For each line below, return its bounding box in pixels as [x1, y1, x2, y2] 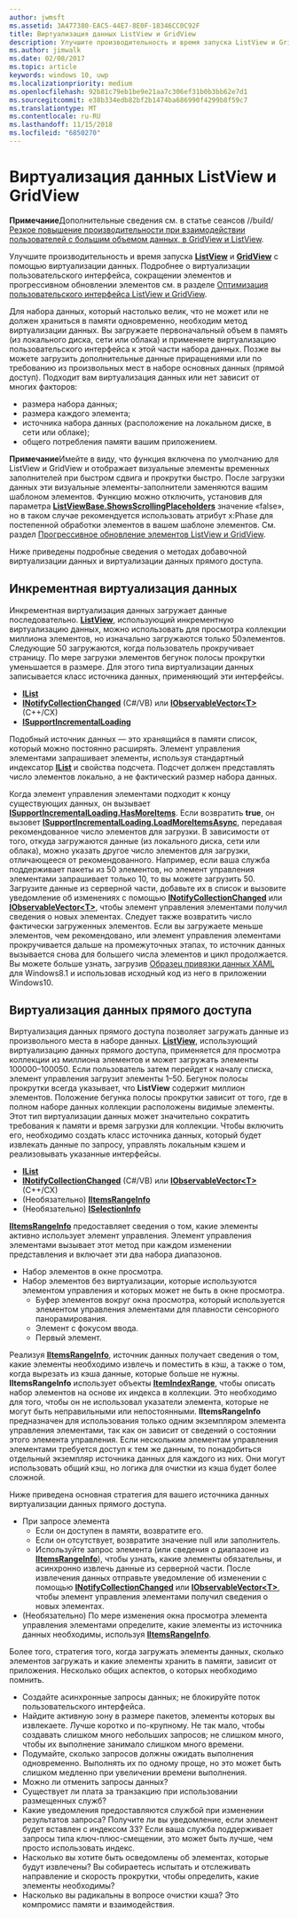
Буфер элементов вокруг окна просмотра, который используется [35, 1295, 286, 1306]
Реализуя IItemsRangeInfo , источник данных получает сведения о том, [9, 1350, 279, 1361]
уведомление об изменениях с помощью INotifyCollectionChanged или [9, 892, 283, 903]
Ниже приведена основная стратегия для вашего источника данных [9, 1489, 269, 1500]
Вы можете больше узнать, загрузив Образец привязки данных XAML [9, 958, 275, 968]
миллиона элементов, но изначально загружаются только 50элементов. [9, 633, 286, 643]
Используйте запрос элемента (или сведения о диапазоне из [35, 1544, 269, 1555]
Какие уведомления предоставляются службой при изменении [21, 1805, 264, 1816]
